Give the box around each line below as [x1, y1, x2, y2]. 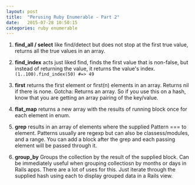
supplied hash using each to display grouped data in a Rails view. [14, 172, 173, 180]
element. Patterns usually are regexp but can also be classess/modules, [14, 130, 190, 137]
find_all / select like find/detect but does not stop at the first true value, [14, 41, 189, 48]
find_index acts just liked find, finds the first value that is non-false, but [14, 59, 189, 66]
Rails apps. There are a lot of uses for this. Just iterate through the [14, 166, 176, 173]
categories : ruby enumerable [6, 25, 78, 31]
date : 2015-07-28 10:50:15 [6, 19, 78, 25]
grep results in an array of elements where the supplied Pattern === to [14, 123, 187, 130]
